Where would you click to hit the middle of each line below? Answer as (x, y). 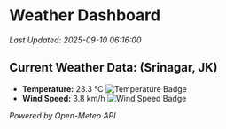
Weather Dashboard (85, 15)
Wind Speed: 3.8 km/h (64, 98)
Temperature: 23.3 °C (62, 88)
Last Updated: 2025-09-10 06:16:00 (75, 40)
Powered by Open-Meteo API (63, 115)
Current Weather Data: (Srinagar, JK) (114, 68)
